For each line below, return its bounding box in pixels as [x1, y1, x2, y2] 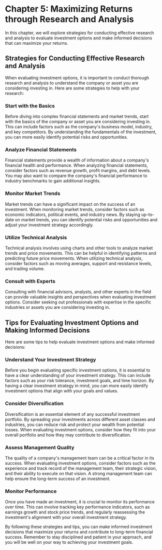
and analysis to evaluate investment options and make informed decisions [5, 35, 152, 41]
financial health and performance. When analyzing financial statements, [5, 162, 148, 168]
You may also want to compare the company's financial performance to [5, 173, 147, 178]
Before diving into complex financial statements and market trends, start [5, 113, 149, 120]
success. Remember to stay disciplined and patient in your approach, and [5, 534, 152, 540]
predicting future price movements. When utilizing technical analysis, [5, 255, 143, 261]
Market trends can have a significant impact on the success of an [5, 201, 135, 207]
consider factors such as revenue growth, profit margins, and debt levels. [5, 168, 151, 174]
